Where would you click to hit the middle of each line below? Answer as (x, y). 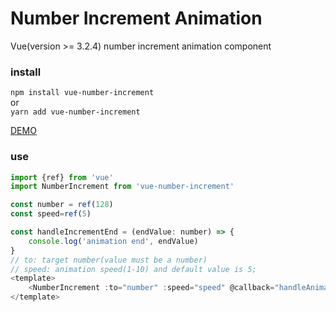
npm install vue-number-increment (82, 93)
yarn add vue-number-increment (75, 112)
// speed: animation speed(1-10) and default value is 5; (133, 269)
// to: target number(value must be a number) (109, 260)
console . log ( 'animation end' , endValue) (113, 241)
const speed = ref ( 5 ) (51, 214)
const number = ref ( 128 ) (62, 205)
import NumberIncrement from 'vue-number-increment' (122, 187)
